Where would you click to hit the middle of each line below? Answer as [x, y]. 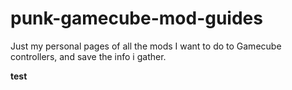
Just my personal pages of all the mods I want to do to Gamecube [146, 46]
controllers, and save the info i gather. [88, 56]
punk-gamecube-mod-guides [136, 18]
